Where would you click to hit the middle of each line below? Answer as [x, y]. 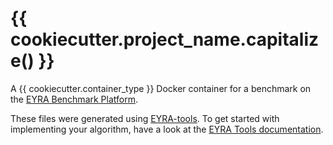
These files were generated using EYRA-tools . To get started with [145, 118]
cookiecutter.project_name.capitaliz [165, 39]
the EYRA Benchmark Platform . [74, 99]
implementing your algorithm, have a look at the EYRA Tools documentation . [167, 129]
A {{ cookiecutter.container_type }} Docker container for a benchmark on [161, 88]
